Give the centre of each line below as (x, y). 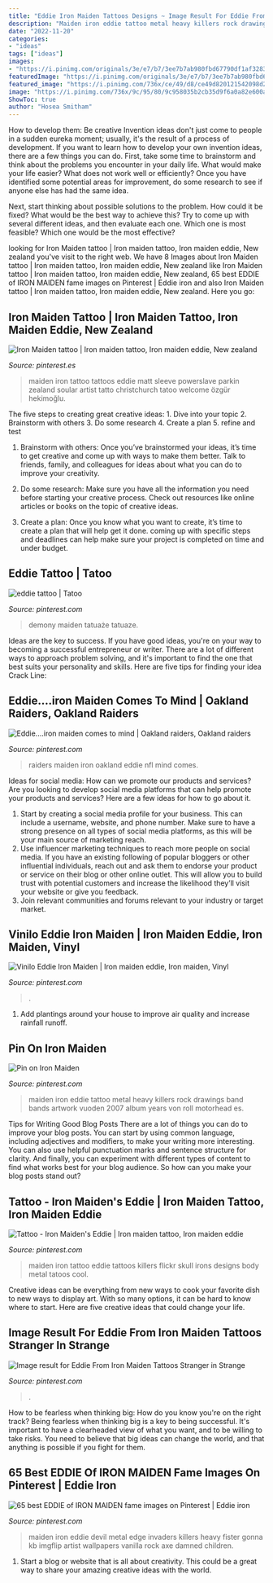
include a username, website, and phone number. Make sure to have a (138, 822)
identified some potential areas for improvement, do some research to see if (135, 182)
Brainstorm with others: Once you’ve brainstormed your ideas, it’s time (138, 447)
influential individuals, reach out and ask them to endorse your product (139, 865)
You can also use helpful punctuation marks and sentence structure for (127, 1150)
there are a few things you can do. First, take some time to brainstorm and (132, 156)
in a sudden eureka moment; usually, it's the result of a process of (119, 139)
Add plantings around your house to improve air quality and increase (135, 1014)
